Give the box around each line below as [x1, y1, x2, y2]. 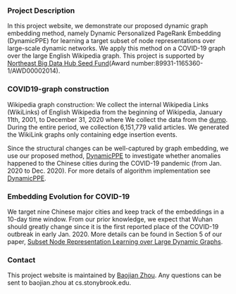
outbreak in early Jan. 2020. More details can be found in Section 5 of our [7, 230, 223, 238]
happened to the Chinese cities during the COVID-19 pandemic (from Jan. [7, 159, 222, 167]
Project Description [7, 6, 75, 16]
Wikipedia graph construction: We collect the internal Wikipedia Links [7, 100, 209, 109]
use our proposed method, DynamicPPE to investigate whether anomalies [7, 151, 221, 160]
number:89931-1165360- [131, 59, 204, 68]
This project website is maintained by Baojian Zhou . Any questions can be [7, 271, 222, 280]
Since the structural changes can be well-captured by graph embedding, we [7, 144, 229, 152]
